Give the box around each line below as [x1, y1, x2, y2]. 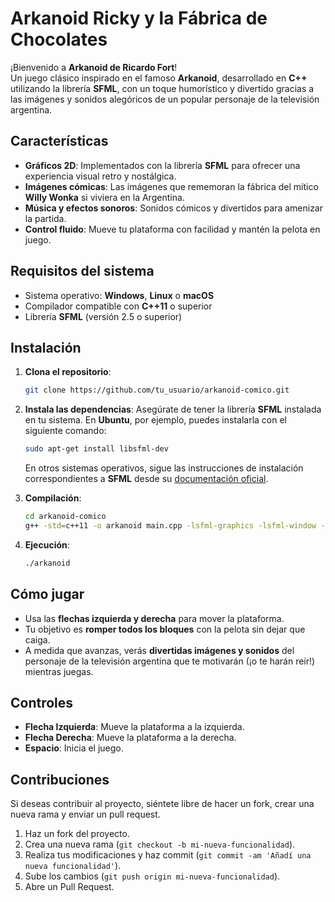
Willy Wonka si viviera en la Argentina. [24, 191, 185, 203]
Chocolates [10, 28, 108, 51]
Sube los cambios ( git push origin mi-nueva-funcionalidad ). [24, 870, 281, 882]
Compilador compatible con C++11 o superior [24, 300, 213, 312]
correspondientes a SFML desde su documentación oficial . [24, 473, 269, 485]
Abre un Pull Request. [24, 881, 115, 893]
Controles [10, 694, 74, 711]
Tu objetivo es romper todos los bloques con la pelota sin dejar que [24, 623, 306, 635]
